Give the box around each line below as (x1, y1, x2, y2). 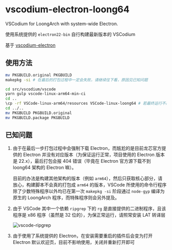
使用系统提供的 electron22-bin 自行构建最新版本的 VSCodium (5, 31, 136, 37)
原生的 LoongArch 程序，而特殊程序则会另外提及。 (12, 195, 120, 201)
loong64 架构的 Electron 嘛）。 (12, 164, 77, 170)
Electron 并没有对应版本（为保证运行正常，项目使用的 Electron (23, 151, 155, 158)
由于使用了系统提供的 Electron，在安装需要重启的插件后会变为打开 (12, 233, 153, 239)
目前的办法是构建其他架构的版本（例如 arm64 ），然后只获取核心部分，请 (12, 176, 163, 182)
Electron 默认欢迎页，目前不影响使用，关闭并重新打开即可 (12, 239, 135, 245)
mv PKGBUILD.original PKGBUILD (5, 72, 72, 78)
